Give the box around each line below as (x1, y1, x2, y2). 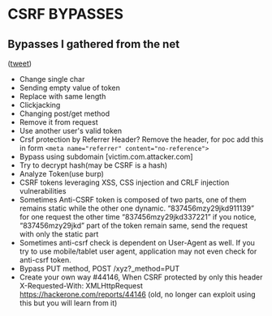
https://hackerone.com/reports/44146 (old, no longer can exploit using (19, 289, 257, 299)
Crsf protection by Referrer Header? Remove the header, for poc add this (19, 135, 264, 144)
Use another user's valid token (19, 126, 123, 135)
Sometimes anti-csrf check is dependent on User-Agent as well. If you (19, 238, 255, 247)
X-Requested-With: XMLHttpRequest (19, 281, 144, 290)
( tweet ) (7, 58, 32, 68)
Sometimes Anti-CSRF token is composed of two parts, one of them (19, 195, 247, 204)
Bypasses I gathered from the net (7, 37, 180, 51)
